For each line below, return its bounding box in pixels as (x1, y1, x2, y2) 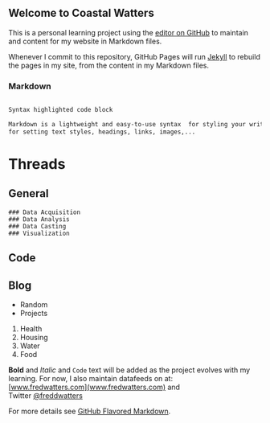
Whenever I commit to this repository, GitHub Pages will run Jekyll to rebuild (8, 51, 261, 61)
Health (19, 323, 43, 333)
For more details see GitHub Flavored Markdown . (8, 406, 171, 416)
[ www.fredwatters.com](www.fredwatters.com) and (8, 382, 181, 392)
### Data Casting (8, 222, 67, 230)
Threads (8, 154, 66, 173)
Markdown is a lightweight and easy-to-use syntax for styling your (8, 120, 247, 128)
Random (19, 299, 48, 309)
